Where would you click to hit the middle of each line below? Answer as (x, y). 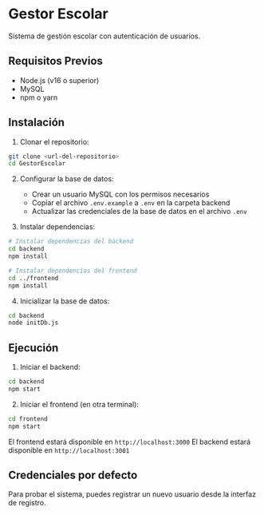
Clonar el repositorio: (54, 141)
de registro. (27, 503)
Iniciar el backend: (50, 367)
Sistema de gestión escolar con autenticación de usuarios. (104, 36)
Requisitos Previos (56, 61)
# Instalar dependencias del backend (71, 242)
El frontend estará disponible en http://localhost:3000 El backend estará (130, 442)
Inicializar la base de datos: (65, 301)
